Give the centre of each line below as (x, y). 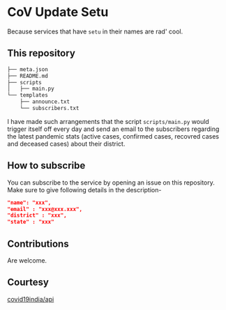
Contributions (38, 243)
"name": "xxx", (29, 203)
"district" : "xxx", (37, 216)
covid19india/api (31, 299)
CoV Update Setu (58, 12)
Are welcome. (27, 261)
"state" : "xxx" (31, 222)
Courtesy (28, 282)
